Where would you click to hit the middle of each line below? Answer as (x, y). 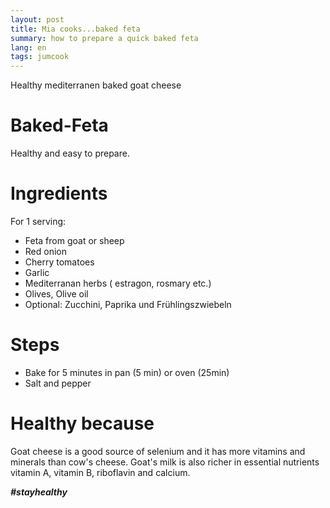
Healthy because (82, 423)
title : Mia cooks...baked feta (75, 29)
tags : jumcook (40, 57)
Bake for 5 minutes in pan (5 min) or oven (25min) (127, 372)
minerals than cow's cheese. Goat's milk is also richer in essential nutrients (165, 462)
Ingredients (59, 193)
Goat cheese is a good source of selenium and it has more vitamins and (158, 451)
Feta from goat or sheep (74, 240)
